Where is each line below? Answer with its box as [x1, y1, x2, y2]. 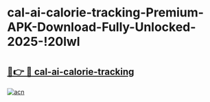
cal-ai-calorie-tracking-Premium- [7, 5, 205, 21]
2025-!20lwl [7, 34, 80, 49]
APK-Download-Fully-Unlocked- [7, 19, 196, 35]
